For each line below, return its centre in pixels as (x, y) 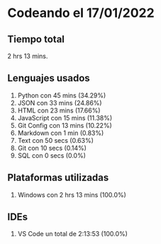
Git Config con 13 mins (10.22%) (65, 125)
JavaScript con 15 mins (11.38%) (65, 117)
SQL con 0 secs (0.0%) (52, 155)
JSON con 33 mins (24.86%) (60, 103)
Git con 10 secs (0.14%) (52, 148)
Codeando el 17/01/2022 (81, 13)
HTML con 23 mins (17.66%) (59, 110)
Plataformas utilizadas (58, 178)
